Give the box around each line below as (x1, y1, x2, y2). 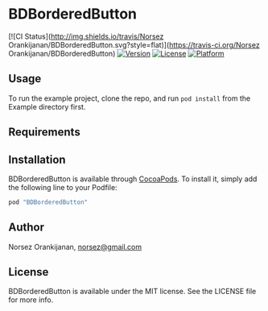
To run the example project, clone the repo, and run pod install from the (8, 93, 251, 103)
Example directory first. (8, 102, 86, 111)
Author (8, 221, 44, 234)
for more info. (8, 295, 54, 305)
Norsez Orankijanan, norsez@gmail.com (8, 242, 142, 251)
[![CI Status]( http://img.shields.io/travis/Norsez (8, 31, 164, 41)
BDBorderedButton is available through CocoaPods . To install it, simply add (8, 174, 258, 184)
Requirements (8, 126, 80, 139)
